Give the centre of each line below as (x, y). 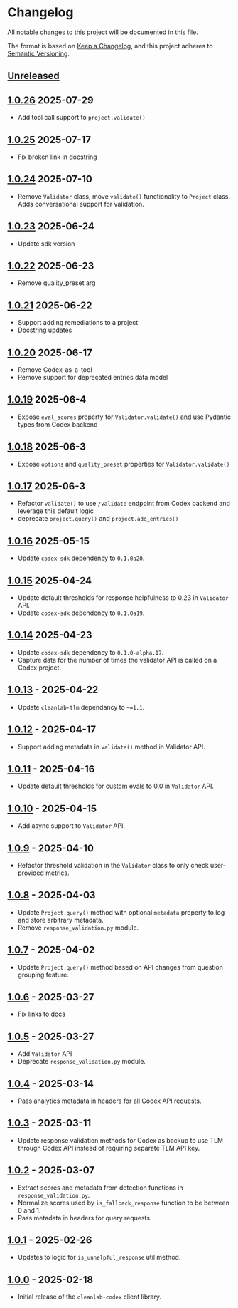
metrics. (58, 873)
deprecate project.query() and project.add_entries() (98, 519)
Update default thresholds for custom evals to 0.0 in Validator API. (116, 786)
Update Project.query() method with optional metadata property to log (121, 912)
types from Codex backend (58, 424)
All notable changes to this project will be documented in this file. (103, 32)
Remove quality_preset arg (56, 283)
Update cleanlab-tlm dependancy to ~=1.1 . (81, 707)
